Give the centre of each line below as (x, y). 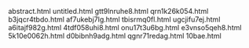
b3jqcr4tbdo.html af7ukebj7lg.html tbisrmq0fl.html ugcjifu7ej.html (114, 19)
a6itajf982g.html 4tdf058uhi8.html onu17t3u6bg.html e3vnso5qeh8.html (125, 27)
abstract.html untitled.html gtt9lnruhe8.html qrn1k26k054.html (108, 11)
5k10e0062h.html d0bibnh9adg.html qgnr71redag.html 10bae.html (115, 36)
